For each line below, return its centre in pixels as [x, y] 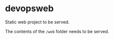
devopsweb [29, 9]
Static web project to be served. [37, 22]
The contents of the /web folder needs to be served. [57, 31]
